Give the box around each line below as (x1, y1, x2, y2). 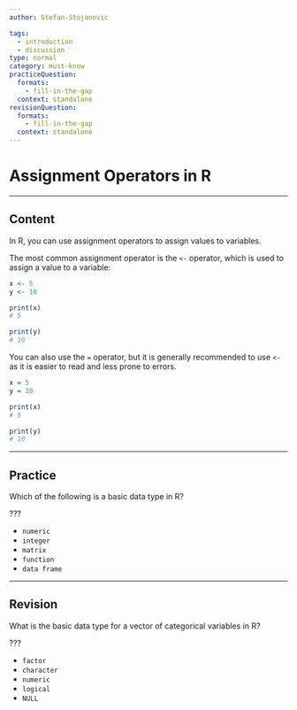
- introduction (17, 37, 73, 46)
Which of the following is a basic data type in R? (9, 491, 184, 502)
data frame (21, 565, 63, 574)
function (21, 555, 55, 565)
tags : (9, 28, 29, 38)
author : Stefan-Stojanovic (9, 12, 109, 22)
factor (21, 656, 47, 665)
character (21, 666, 59, 675)
